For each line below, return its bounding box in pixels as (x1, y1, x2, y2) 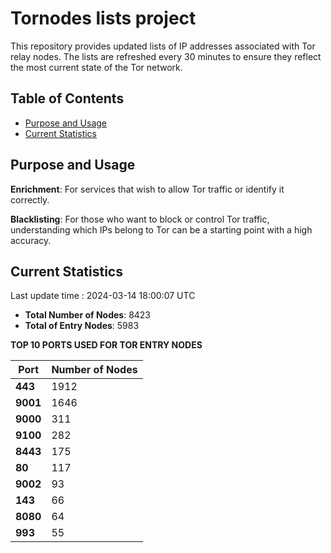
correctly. (10, 193, 50, 206)
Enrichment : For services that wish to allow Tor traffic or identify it (10, 183, 285, 195)
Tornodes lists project (10, 7, 197, 30)
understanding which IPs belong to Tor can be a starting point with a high (10, 223, 313, 236)
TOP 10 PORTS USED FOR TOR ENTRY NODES (10, 339, 203, 351)
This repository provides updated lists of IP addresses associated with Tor (10, 40, 316, 52)
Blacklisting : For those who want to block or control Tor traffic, (10, 213, 270, 225)
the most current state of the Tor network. (10, 61, 183, 73)
